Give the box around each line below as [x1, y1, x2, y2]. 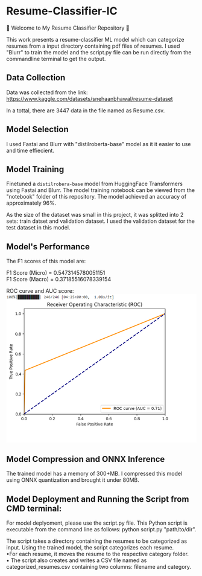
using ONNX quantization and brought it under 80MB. [6, 476, 140, 484]
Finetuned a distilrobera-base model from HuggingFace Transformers [6, 180, 183, 188]
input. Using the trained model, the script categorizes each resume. [6, 544, 174, 551]
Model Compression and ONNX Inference [6, 454, 165, 464]
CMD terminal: [6, 503, 62, 514]
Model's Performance [6, 242, 90, 252]
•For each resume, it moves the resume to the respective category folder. [6, 551, 189, 558]
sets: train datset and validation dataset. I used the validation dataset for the [6, 217, 195, 225]
